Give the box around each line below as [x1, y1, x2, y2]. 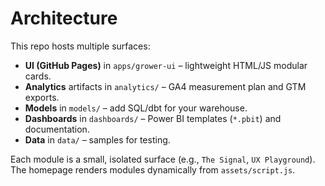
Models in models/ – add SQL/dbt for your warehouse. [24, 102, 248, 114]
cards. [24, 70, 52, 82]
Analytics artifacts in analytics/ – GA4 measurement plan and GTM [24, 80, 307, 92]
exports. [24, 91, 60, 103]
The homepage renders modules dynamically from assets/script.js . [10, 163, 296, 176]
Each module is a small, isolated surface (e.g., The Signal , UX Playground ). [10, 153, 316, 165]
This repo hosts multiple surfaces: [10, 40, 151, 52]
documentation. [24, 123, 90, 135]
